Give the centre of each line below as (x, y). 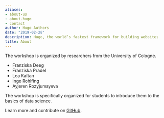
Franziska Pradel (29, 70)
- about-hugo (18, 19)
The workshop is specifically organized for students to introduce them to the (82, 95)
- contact (15, 23)
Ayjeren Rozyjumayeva (35, 86)
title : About (18, 42)
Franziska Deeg (28, 65)
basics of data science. (29, 101)
